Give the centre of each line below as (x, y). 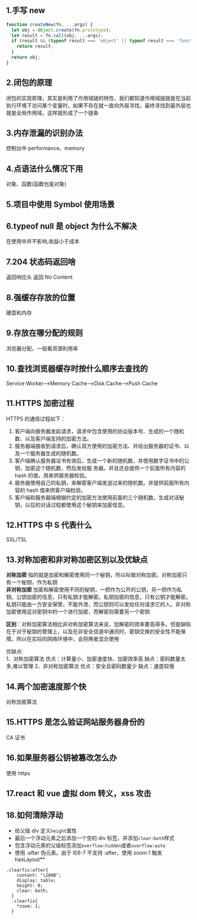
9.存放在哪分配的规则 (45, 333)
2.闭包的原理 (29, 83)
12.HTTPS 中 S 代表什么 (49, 525)
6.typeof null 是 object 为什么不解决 (72, 226)
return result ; (35, 47)
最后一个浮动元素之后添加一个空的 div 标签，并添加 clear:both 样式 (94, 838)
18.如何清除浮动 (35, 815)
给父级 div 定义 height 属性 (46, 830)
